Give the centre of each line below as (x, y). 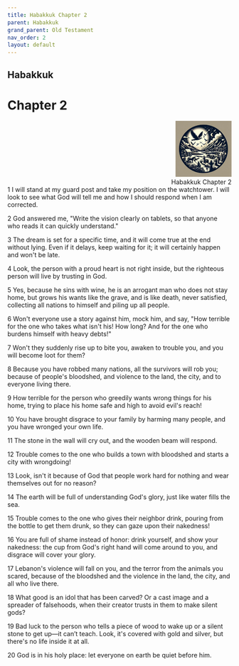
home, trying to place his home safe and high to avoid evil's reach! (105, 406)
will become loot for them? (46, 355)
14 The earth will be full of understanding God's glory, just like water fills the (119, 497)
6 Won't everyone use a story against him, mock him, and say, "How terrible (119, 319)
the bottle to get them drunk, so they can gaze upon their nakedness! (108, 526)
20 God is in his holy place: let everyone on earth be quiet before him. (110, 655)
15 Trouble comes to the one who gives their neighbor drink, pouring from (116, 518)
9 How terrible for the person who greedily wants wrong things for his (110, 398)
